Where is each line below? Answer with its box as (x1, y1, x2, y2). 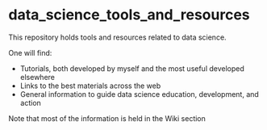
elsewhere (19, 72, 55, 82)
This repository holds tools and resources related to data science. (8, 32, 227, 42)
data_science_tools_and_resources (8, 6, 250, 24)
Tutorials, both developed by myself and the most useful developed (19, 63, 244, 73)
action (19, 98, 42, 107)
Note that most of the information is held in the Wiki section (8, 113, 206, 123)
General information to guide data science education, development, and (19, 89, 260, 99)
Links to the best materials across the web (19, 81, 161, 90)
